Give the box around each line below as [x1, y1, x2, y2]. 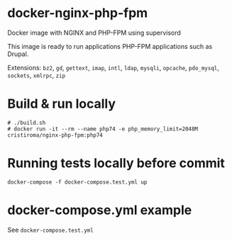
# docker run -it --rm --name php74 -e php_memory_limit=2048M [7, 125, 199, 133]
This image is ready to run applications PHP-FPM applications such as [7, 42, 213, 50]
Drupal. [7, 50, 29, 58]
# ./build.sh [7, 119, 46, 126]
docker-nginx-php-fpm [7, 5, 148, 21]
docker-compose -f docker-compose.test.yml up [7, 179, 148, 186]
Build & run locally [7, 96, 116, 112]
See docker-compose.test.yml [7, 225, 94, 234]
